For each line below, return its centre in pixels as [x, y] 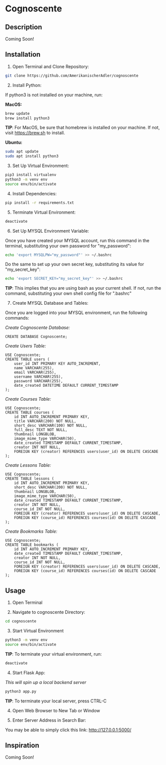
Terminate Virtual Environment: [44, 212]
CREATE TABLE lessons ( [30, 479]
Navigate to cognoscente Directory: [49, 612]
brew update [17, 113]
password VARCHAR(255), [39, 381]
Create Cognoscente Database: [38, 328]
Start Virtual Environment [38, 631]
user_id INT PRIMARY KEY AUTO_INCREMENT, [57, 364]
